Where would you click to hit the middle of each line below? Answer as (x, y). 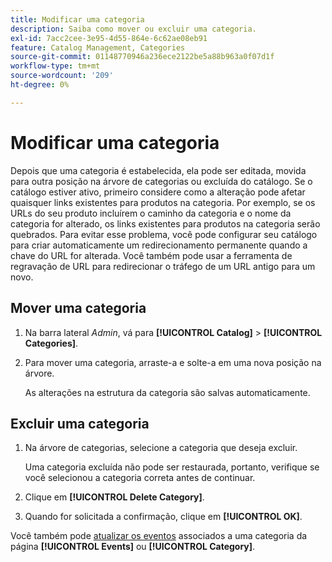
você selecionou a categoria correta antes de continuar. (140, 478)
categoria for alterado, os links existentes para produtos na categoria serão (165, 223)
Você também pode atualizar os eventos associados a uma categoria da (159, 536)
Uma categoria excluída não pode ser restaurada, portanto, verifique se (172, 467)
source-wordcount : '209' (62, 76)
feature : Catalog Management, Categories (98, 47)
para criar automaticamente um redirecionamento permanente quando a (159, 245)
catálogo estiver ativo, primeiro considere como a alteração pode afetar (158, 192)
